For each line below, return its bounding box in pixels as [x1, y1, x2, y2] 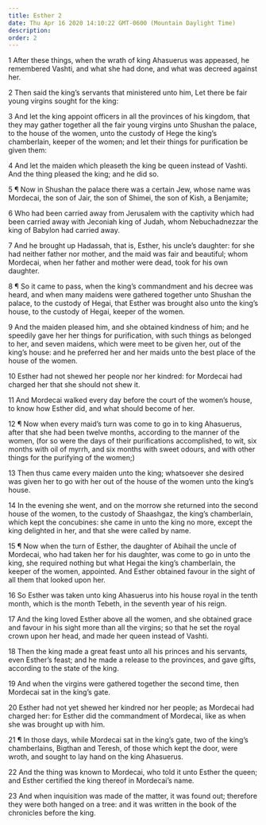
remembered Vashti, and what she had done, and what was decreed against [8, 64, 258, 74]
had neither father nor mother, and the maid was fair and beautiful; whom [8, 250, 249, 259]
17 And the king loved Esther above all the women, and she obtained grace [8, 614, 253, 624]
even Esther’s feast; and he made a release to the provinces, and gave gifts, [8, 655, 256, 664]
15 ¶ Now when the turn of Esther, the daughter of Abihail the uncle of [8, 541, 237, 551]
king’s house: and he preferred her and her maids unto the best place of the [8, 347, 256, 358]
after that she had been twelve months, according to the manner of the [8, 428, 240, 437]
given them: [8, 145, 48, 155]
